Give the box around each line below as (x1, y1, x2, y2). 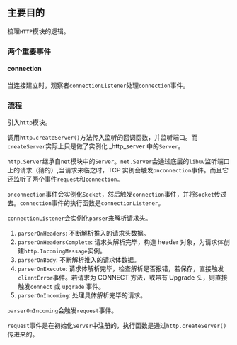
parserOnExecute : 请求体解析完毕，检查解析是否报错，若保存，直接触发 (17, 265, 224, 273)
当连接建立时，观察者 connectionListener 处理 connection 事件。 (7, 81, 190, 89)
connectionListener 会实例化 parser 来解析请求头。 (7, 214, 152, 222)
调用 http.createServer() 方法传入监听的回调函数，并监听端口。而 (7, 133, 198, 142)
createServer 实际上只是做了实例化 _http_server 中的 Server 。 (7, 142, 185, 150)
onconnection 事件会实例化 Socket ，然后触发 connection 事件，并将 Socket (7, 190, 214, 199)
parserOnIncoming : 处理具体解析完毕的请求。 (17, 291, 147, 300)
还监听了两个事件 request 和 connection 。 (7, 175, 124, 183)
